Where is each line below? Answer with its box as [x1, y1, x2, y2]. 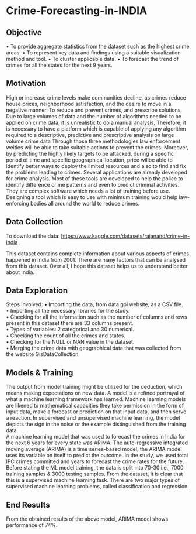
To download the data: [6, 232, 60, 239]
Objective [6, 28, 43, 37]
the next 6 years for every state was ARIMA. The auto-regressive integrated [6, 439, 188, 446]
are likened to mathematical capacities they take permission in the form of [6, 402, 184, 409]
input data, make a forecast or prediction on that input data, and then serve [6, 408, 187, 415]
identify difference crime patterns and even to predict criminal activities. [6, 181, 180, 188]
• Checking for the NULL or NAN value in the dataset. [6, 338, 135, 345]
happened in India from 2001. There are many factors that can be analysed [6, 256, 185, 263]
